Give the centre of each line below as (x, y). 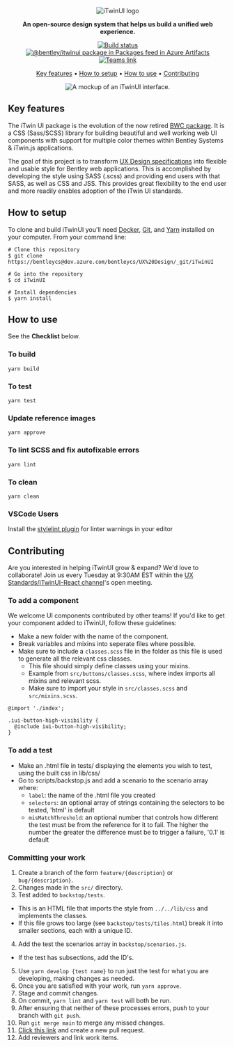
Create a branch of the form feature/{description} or (95, 872)
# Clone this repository (44, 250)
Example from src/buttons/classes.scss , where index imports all (122, 674)
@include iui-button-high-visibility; (71, 727)
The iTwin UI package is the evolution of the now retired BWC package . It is (116, 125)
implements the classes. (53, 915)
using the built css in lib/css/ (59, 773)
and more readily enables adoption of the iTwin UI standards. (95, 191)
